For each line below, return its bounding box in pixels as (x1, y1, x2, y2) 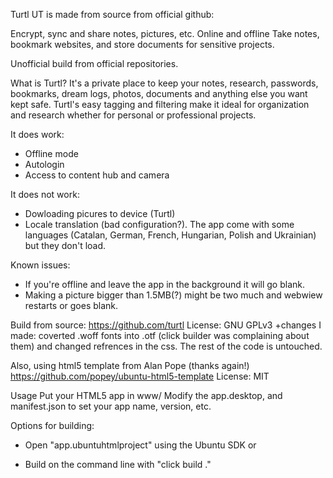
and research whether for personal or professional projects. (10, 109, 257, 121)
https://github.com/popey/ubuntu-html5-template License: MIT (10, 370, 270, 382)
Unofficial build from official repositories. (10, 58, 179, 69)
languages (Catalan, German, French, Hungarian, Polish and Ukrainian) (24, 229, 317, 241)
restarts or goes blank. (24, 300, 119, 311)
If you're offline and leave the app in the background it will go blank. (24, 279, 306, 290)
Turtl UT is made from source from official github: (10, 9, 215, 20)
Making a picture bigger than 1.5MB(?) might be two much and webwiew (24, 289, 323, 301)
